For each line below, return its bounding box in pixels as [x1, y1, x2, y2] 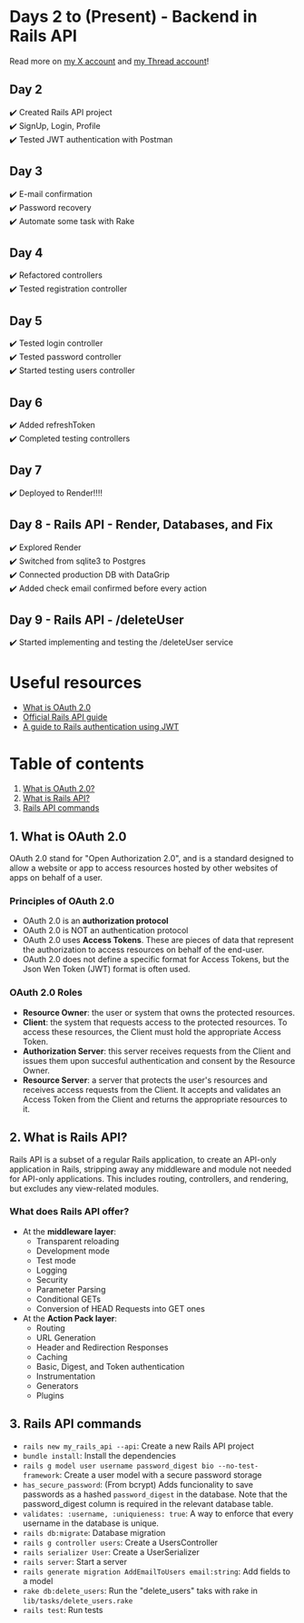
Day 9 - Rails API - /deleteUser [9, 613, 184, 628]
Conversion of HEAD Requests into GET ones [35, 1303, 206, 1313]
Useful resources [9, 672, 142, 693]
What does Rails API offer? [9, 1205, 130, 1218]
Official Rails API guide [22, 712, 108, 723]
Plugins [35, 1390, 64, 1401]
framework [22, 1471, 61, 1480]
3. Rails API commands [9, 1416, 142, 1431]
